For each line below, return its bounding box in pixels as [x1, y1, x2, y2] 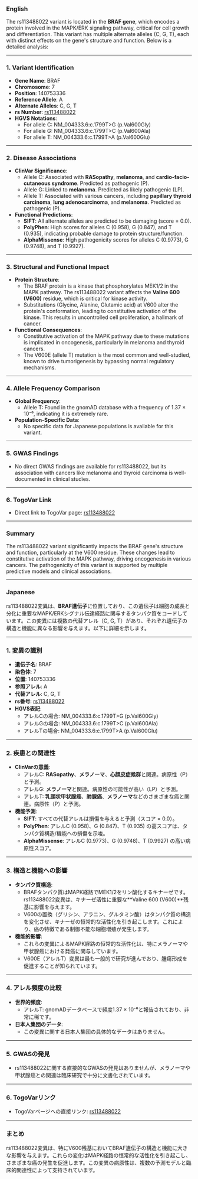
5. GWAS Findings [6, 450, 59, 458]
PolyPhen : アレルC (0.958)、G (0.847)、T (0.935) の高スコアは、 [23, 823, 183, 830]
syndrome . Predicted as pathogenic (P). [51, 180, 149, 187]
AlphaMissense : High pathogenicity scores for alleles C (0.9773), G [23, 236, 189, 243]
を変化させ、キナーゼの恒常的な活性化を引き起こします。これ [23, 918, 173, 925]
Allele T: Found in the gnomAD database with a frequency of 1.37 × [23, 404, 186, 411]
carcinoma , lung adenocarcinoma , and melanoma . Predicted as [23, 198, 181, 206]
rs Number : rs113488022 [14, 108, 76, 115]
